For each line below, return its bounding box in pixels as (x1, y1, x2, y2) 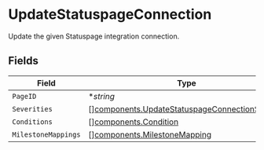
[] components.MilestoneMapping (88, 129, 212, 140)
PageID (12, 92, 37, 101)
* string (88, 90, 115, 101)
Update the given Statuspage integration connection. (8, 31, 180, 41)
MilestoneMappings (12, 130, 81, 139)
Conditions (12, 117, 53, 126)
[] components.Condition (88, 116, 179, 127)
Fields (8, 54, 39, 68)
